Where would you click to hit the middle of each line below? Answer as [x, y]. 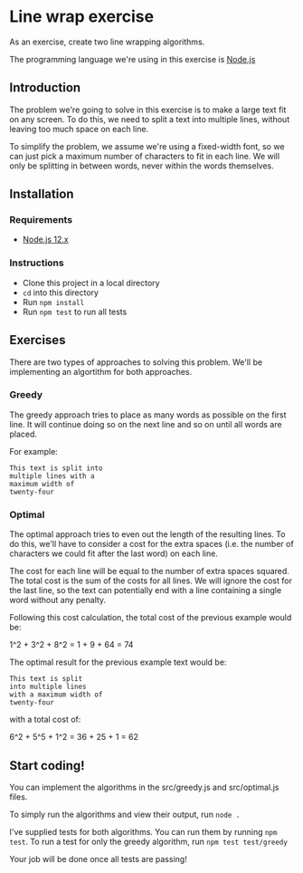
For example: [34, 451]
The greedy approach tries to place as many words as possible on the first [148, 415]
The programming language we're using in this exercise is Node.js [133, 59]
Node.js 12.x [46, 240]
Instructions [37, 263]
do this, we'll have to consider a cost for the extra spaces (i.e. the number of [151, 544]
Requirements [41, 220]
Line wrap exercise [82, 17]
